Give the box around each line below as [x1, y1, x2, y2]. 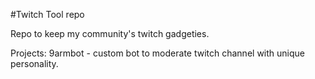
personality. [10, 58, 59, 69]
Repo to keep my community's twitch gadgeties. [10, 28, 210, 39]
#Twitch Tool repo [10, 9, 85, 20]
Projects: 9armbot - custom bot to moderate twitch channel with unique [10, 47, 305, 59]
